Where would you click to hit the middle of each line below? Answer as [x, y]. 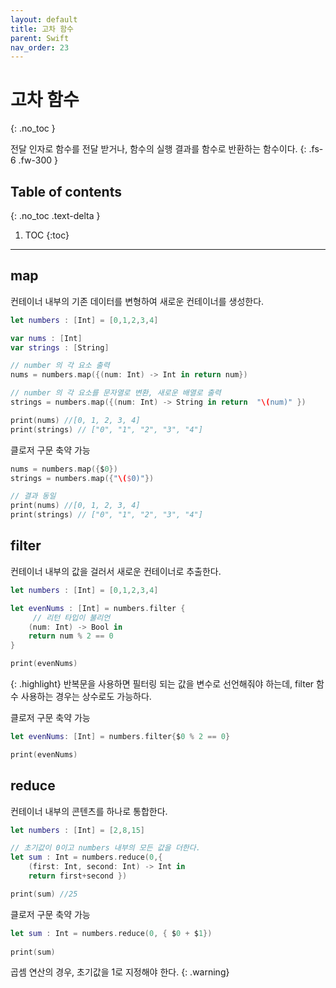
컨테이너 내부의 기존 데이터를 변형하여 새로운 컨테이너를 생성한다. [137, 301]
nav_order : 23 [40, 47]
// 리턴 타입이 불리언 [71, 617]
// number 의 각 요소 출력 [60, 366]
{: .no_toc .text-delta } [55, 215]
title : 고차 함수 [42, 29]
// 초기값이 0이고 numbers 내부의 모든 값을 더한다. [105, 848]
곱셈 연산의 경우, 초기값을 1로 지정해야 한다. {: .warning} [120, 972]
